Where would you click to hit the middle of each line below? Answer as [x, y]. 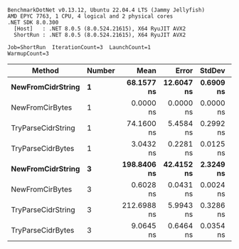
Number [101, 70]
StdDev [213, 70]
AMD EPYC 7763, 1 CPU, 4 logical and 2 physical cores [90, 16]
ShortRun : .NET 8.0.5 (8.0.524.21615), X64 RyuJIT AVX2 [100, 35]
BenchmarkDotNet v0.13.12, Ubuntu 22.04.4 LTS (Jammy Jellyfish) [106, 10]
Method [45, 70]
